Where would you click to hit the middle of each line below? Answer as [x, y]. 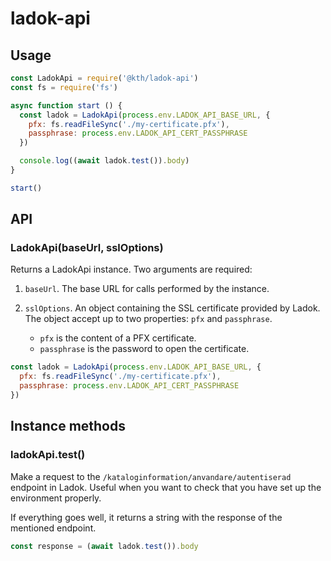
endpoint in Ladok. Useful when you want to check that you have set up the [166, 487]
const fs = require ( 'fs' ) [64, 87]
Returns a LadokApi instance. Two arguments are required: [131, 269]
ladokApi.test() [48, 455]
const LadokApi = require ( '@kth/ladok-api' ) [104, 78]
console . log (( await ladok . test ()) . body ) [104, 161]
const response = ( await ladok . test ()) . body [104, 546]
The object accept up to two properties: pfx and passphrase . [148, 319]
